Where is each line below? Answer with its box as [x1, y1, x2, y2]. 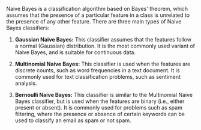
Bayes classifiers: [6, 24, 50, 31]
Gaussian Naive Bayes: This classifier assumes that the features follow [14, 36, 192, 43]
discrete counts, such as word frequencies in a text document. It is [14, 67, 180, 74]
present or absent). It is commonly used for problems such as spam [14, 104, 183, 111]
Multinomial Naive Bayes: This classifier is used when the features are [14, 60, 191, 67]
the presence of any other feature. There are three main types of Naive [6, 18, 182, 25]
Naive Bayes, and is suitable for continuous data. [14, 49, 136, 56]
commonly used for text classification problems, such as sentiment [14, 73, 181, 80]
